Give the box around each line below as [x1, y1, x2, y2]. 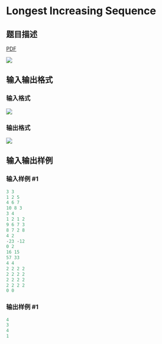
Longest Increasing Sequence [6, 4, 157, 18]
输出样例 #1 [6, 303, 38, 311]
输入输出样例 [6, 156, 53, 166]
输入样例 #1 [6, 175, 38, 183]
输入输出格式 [6, 75, 53, 85]
